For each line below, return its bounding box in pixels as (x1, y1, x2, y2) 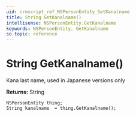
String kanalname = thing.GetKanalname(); (6, 106, 117, 112)
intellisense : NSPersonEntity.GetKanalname (6, 20, 117, 26)
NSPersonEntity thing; (6, 100, 63, 106)
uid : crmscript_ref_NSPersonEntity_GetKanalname (6, 8, 130, 15)
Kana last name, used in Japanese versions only (6, 77, 126, 84)
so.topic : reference (6, 31, 58, 37)
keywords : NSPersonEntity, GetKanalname (6, 25, 109, 32)
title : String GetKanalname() (6, 14, 82, 20)
